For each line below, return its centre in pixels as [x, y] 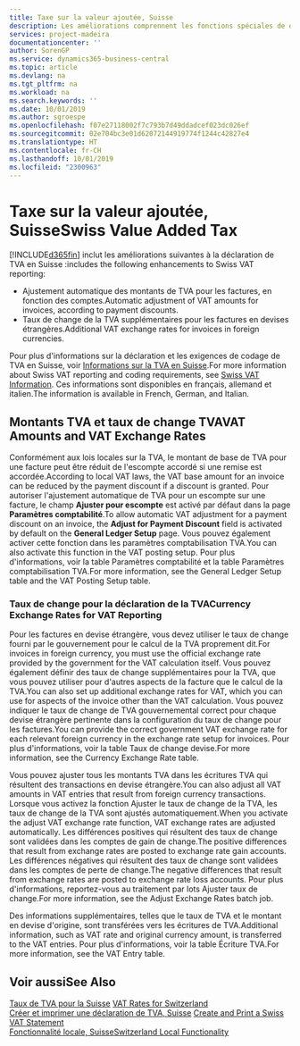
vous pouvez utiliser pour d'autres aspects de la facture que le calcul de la [146, 682]
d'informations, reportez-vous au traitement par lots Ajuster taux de [133, 889]
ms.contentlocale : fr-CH [55, 150]
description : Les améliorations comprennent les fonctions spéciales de [147, 26]
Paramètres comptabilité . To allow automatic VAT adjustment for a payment [148, 515]
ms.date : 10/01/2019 [48, 109]
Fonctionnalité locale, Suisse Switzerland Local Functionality [119, 1032]
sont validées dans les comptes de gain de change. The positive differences [148, 841]
